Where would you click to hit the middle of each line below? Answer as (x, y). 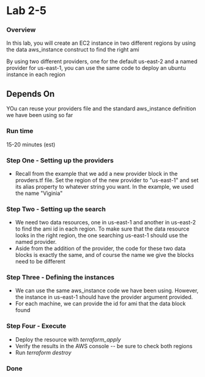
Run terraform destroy (43, 352)
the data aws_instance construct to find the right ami (73, 50)
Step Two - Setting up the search (56, 209)
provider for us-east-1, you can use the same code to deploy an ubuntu (96, 68)
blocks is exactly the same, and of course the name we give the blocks (105, 255)
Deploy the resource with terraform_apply (68, 339)
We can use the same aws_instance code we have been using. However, (107, 291)
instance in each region (36, 75)
